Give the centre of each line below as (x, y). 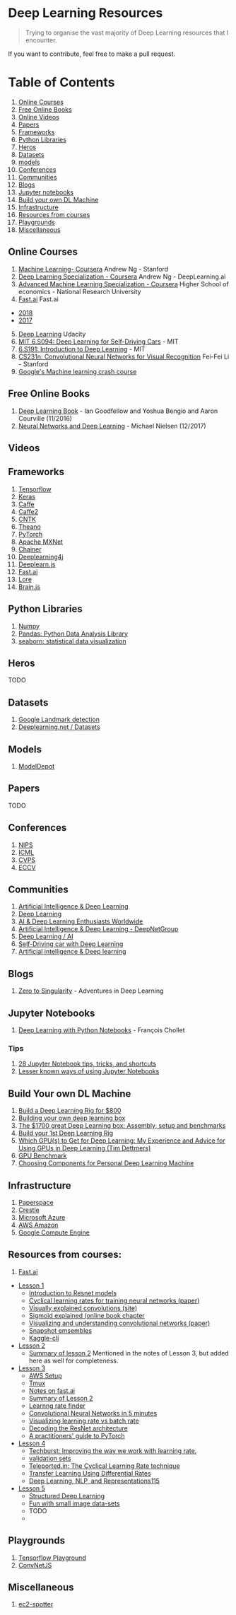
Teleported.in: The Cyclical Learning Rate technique (104, 1466)
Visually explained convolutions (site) (83, 1308)
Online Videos (39, 117)
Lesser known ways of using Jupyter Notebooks (89, 1071)
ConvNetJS (35, 1565)
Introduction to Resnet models (73, 1293)
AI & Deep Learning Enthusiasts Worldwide (81, 921)
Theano (29, 526)
